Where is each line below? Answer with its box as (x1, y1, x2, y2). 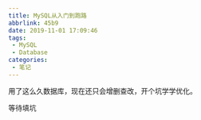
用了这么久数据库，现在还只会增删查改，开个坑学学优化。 (8, 86, 197, 95)
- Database (11, 48, 48, 56)
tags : (8, 33, 26, 42)
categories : (8, 56, 48, 64)
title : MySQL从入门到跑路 (8, 11, 88, 20)
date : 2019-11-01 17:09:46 (8, 26, 98, 34)
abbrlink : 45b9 (8, 19, 59, 27)
